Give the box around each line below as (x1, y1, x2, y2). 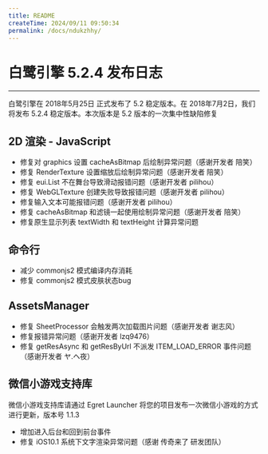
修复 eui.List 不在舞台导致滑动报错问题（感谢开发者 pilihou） (19, 177, 219, 187)
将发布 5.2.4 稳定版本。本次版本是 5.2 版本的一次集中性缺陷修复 (8, 109, 218, 118)
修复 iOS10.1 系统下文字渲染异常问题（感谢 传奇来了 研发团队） (19, 436, 226, 446)
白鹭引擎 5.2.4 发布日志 (8, 63, 164, 82)
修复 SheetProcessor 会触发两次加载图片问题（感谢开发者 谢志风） (19, 321, 239, 331)
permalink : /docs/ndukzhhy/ (8, 26, 102, 34)
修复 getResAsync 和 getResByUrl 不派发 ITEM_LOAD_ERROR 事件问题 (19, 341, 251, 351)
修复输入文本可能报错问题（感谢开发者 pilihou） (19, 197, 177, 207)
